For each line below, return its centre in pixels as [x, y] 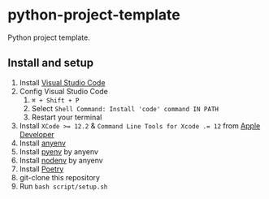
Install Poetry [41, 169]
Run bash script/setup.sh [63, 186]
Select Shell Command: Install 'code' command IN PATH [125, 108]
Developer [37, 134]
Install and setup [51, 63]
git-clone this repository [60, 177]
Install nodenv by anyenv [61, 160]
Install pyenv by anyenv [59, 151]
